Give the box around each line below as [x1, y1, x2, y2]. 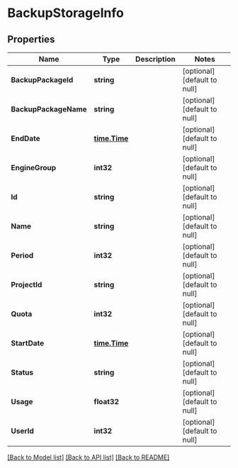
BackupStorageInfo [7, 5, 124, 21]
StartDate [11, 338, 45, 348]
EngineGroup [11, 163, 57, 172]
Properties [7, 33, 55, 45]
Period [11, 250, 34, 260]
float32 [93, 397, 119, 406]
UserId [11, 426, 34, 435]
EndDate [11, 133, 40, 143]
